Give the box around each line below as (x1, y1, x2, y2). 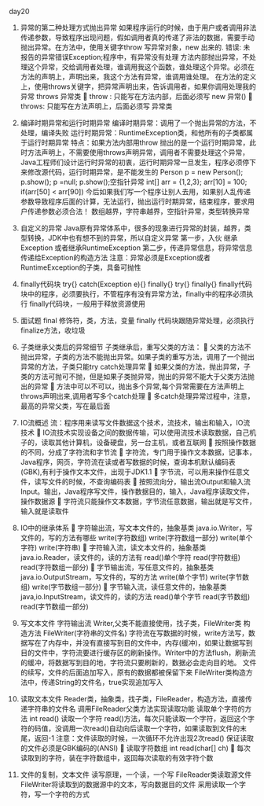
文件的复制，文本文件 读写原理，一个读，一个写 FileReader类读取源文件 (20, 770, 252, 779)
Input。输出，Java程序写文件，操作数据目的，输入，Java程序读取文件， (20, 487, 254, 496)
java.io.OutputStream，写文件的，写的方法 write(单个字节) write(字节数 (20, 572, 250, 581)
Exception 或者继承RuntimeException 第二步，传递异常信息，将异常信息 (20, 243, 253, 252)
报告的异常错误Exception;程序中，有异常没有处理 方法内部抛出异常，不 (20, 53, 250, 61)
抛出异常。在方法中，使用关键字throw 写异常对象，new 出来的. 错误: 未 (20, 42, 251, 52)
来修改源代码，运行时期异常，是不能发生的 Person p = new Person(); (20, 167, 244, 176)
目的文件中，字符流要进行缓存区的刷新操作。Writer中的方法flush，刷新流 (20, 648, 256, 657)
